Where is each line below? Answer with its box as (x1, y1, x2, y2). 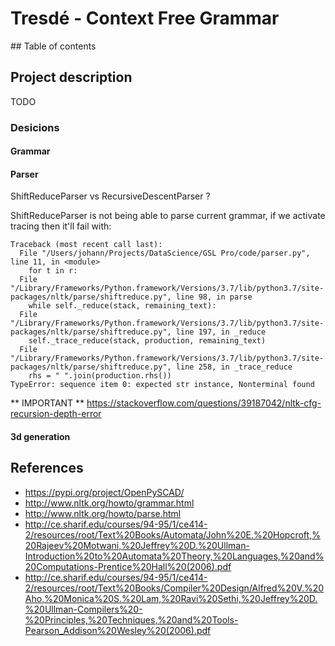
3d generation (10, 431, 71, 443)
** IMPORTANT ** (10, 397, 85, 409)
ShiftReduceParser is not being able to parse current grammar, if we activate (10, 210, 326, 222)
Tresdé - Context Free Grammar (10, 7, 280, 30)
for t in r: (28, 266, 78, 276)
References (10, 460, 84, 477)
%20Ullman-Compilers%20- (24, 603, 143, 615)
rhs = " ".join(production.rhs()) (28, 371, 172, 381)
